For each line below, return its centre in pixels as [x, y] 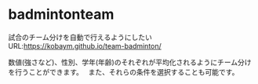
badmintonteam [61, 15]
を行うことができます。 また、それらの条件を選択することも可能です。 [124, 71]
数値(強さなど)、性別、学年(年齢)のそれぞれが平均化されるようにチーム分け [130, 62]
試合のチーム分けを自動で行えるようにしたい [80, 37]
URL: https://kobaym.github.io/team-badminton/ [85, 46]
